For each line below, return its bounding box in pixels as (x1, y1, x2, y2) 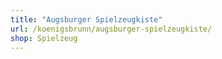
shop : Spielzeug (10, 33, 78, 43)
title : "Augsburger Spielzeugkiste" (10, 14, 163, 25)
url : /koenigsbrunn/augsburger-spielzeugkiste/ (10, 24, 213, 34)
